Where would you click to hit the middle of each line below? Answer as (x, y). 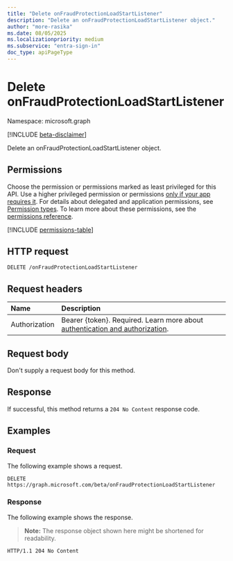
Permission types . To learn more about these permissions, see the (102, 209)
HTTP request (38, 252)
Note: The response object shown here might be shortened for (114, 530)
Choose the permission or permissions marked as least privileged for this (112, 187)
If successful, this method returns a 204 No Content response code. (103, 409)
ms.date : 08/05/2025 (37, 33)
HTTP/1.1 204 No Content (43, 551)
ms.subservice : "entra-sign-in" (54, 46)
